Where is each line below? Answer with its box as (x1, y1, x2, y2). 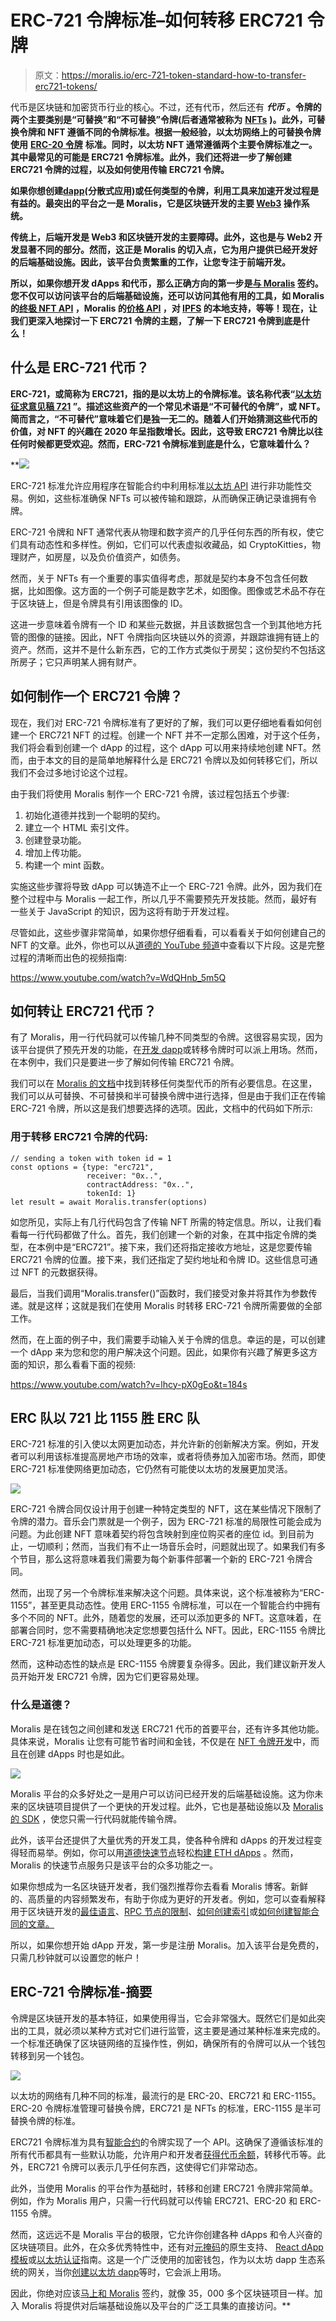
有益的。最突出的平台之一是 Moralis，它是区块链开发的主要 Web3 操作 (10, 197, 302, 209)
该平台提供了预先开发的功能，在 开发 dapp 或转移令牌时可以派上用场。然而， (10, 1044, 323, 1056)
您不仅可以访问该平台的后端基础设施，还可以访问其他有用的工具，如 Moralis (10, 289, 325, 301)
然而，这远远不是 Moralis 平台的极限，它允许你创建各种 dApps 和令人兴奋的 (10, 2228, 323, 2240)
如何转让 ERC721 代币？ (10, 1002, 157, 1020)
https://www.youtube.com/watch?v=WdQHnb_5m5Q (10, 971, 227, 983)
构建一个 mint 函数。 (24, 859, 110, 871)
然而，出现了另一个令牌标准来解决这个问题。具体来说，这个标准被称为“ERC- (10, 1587, 325, 1599)
